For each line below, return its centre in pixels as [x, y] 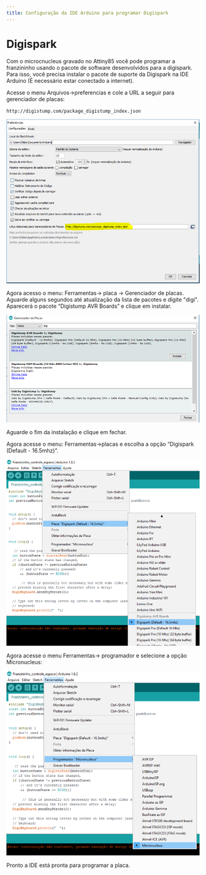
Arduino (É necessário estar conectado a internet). [70, 80]
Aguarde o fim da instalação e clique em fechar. [67, 432]
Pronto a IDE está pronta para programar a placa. [68, 865]
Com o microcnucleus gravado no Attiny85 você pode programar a [91, 61]
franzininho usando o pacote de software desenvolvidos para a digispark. [100, 67]
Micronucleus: [25, 662]
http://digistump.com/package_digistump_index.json [74, 111]
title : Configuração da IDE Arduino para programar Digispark [87, 13]
